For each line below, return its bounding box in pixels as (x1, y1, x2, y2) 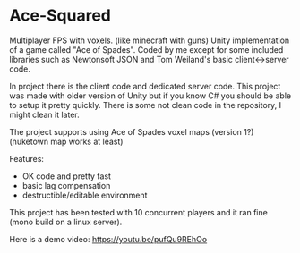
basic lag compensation (21, 180, 111, 190)
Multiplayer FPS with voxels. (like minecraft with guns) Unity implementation (9, 35, 290, 46)
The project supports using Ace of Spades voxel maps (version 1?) (9, 126, 254, 137)
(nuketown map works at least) (9, 136, 124, 147)
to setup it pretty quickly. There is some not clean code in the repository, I (9, 99, 282, 110)
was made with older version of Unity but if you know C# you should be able (9, 90, 292, 101)
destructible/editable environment (21, 190, 148, 200)
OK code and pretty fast (21, 171, 112, 181)
